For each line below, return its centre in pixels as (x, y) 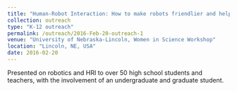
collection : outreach (39, 20)
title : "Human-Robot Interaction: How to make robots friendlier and (112, 14)
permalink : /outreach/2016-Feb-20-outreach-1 (75, 33)
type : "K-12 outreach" (41, 27)
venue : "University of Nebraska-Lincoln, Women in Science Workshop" (112, 40)
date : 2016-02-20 (33, 53)
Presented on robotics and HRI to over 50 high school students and (105, 72)
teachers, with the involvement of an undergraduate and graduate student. (116, 80)
